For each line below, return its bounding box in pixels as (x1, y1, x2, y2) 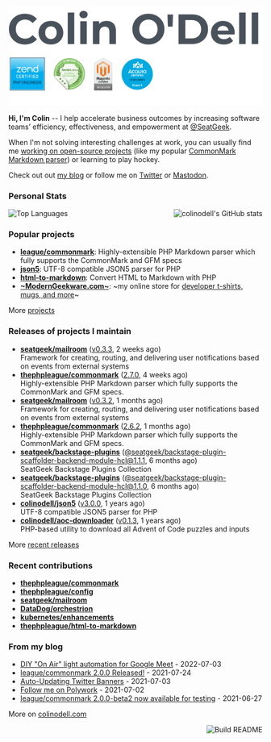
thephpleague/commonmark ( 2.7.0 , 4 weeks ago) (19, 369, 188, 379)
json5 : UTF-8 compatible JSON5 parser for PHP (19, 265, 181, 274)
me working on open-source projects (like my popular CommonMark (8, 146, 236, 156)
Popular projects (8, 228, 75, 240)
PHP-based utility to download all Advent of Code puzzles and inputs (19, 523, 250, 534)
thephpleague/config (19, 586, 94, 596)
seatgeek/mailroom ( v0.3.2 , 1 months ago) (19, 395, 164, 405)
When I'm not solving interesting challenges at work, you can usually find (8, 137, 252, 147)
